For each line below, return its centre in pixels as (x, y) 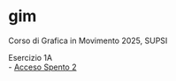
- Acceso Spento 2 (42, 67)
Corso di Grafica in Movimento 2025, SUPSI (88, 40)
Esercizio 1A (31, 57)
